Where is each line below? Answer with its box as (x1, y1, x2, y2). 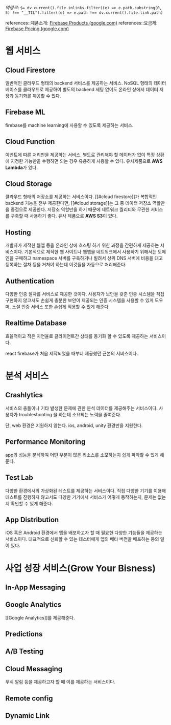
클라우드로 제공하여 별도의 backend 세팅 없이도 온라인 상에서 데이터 (22, 87, 158, 92)
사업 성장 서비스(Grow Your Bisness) (5, 562, 156, 574)
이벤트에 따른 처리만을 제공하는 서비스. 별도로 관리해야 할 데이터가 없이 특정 (5, 152, 155, 158)
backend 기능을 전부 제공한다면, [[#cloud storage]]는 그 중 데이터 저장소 (5, 200, 152, 206)
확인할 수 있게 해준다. (10, 500, 53, 506)
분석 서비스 (5, 370, 49, 382)
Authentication (5, 276, 55, 285)
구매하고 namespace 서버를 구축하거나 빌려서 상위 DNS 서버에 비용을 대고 (14, 255, 163, 261)
